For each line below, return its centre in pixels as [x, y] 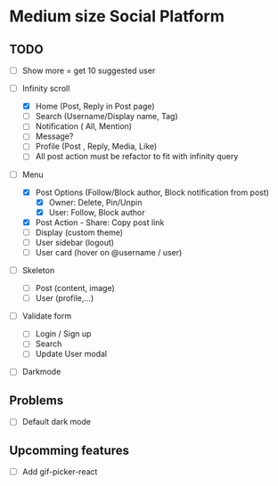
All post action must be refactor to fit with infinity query [137, 157]
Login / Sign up [63, 334]
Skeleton [38, 270]
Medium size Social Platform [117, 16]
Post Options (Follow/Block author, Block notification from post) [152, 192]
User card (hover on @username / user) [109, 252]
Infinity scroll [46, 89]
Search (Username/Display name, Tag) [106, 117]
